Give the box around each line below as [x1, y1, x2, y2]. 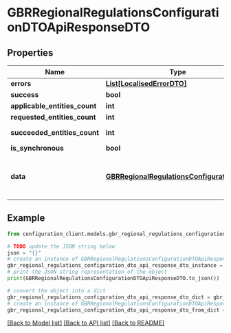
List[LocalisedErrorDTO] [105, 79, 187, 88]
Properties [7, 47, 54, 58]
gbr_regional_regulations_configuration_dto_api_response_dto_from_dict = [7, 306, 226, 314]
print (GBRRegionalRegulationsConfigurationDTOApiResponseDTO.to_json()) [7, 275, 220, 282]
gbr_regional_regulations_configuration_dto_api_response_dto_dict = [7, 294, 211, 301]
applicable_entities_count [10, 101, 97, 111]
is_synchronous [10, 143, 64, 153]
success [10, 90, 39, 99]
